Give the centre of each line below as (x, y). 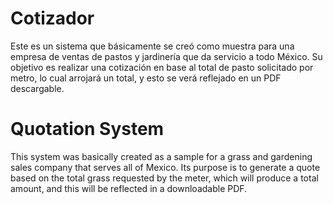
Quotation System (87, 129)
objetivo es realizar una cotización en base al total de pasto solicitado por (162, 67)
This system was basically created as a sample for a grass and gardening (161, 156)
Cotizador (52, 18)
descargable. (37, 88)
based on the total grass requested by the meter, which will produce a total (164, 178)
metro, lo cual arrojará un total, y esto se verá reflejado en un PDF (146, 78)
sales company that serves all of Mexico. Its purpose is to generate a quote (165, 167)
